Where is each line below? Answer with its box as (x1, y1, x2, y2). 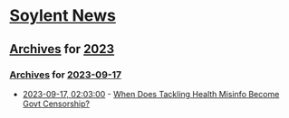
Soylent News (9, 5, 116, 26)
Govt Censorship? (22, 98, 91, 109)
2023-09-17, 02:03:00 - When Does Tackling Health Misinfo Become (22, 88, 280, 99)
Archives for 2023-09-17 (9, 68, 122, 81)
